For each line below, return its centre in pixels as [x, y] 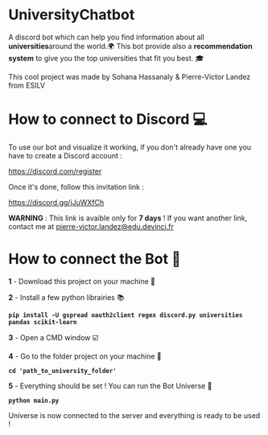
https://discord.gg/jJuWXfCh [56, 202]
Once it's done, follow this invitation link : [76, 187]
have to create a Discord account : [66, 155]
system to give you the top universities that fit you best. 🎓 [106, 58]
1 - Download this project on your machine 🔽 [82, 281]
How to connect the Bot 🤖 [95, 259]
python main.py [34, 400]
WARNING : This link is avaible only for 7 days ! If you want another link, [128, 218]
